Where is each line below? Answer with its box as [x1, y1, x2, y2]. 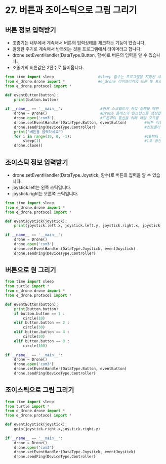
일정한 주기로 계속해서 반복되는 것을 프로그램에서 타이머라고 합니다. [12, 46, 142, 52]
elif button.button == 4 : [14, 329, 70, 334]
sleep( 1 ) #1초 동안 [23, 139, 162, 143]
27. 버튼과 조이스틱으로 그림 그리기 [5, 4, 137, 16]
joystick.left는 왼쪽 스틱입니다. [12, 184, 72, 190]
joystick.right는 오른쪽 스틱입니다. [12, 190, 79, 196]
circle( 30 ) [23, 325, 45, 330]
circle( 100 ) [23, 343, 48, 348]
